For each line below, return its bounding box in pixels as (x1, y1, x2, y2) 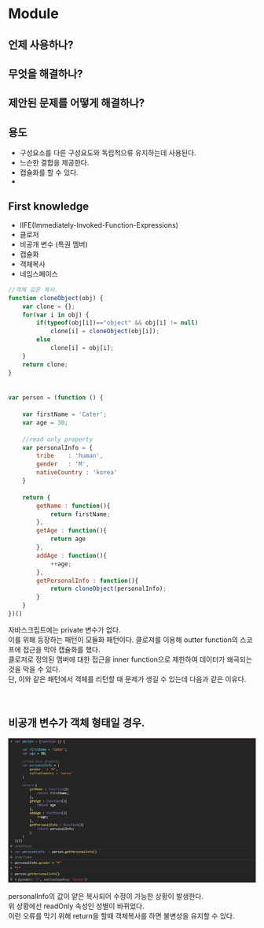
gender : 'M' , (36, 460, 90, 469)
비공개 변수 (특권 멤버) (19, 239, 88, 249)
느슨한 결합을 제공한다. (19, 158, 90, 168)
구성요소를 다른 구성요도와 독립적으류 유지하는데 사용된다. (19, 148, 196, 158)
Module (8, 5, 59, 23)
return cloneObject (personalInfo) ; (49, 585, 167, 593)
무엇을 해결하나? (8, 67, 83, 80)
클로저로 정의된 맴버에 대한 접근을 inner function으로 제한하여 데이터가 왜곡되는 (8, 655, 253, 664)
